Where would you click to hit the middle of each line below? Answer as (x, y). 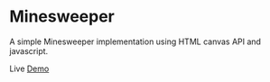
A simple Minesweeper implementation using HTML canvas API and (135, 41)
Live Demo (29, 68)
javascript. (29, 50)
